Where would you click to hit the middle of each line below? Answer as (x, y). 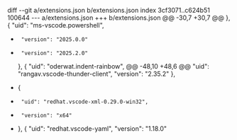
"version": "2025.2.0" (55, 53)
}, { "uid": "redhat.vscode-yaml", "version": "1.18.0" (92, 129)
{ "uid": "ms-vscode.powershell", (56, 25)
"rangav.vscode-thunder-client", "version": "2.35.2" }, (97, 74)
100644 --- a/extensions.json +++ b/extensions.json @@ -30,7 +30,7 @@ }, (119, 18)
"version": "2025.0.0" (55, 40)
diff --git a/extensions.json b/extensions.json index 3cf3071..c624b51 (109, 10)
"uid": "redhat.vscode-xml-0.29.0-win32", (85, 102)
